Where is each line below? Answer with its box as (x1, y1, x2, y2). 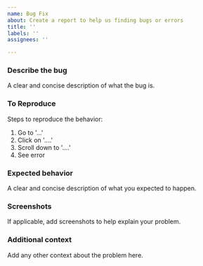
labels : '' (7, 29, 39, 37)
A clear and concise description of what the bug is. (7, 81, 155, 90)
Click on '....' (17, 136, 53, 144)
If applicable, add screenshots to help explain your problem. (7, 218, 181, 226)
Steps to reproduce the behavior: (7, 115, 103, 123)
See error (17, 150, 46, 159)
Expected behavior (7, 168, 74, 178)
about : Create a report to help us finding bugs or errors (7, 17, 184, 24)
